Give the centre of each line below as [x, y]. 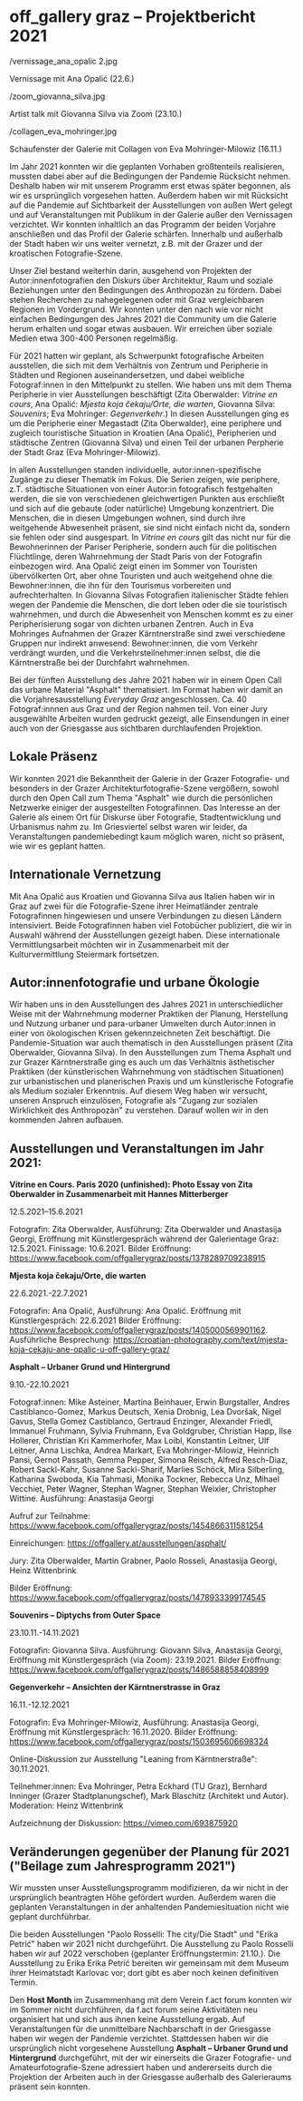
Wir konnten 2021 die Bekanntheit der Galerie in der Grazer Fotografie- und [150, 778]
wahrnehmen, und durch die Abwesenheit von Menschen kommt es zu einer [151, 614]
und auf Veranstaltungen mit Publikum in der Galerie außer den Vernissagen [151, 214]
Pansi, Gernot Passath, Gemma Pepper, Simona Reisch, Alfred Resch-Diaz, [149, 1460]
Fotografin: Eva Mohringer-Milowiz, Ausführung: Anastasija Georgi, [134, 1722]
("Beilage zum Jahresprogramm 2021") [123, 1866]
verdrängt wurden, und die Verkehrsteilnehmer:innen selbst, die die [135, 652]
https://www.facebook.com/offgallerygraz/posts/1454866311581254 [137, 1526]
